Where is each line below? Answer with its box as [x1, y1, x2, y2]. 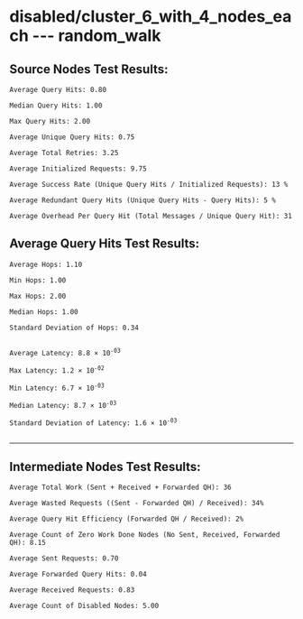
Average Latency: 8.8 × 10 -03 [9, 346, 121, 357]
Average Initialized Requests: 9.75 [9, 164, 147, 173]
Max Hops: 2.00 [9, 291, 67, 300]
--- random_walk [32, 25, 161, 46]
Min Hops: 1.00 [9, 275, 67, 285]
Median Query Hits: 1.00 [9, 101, 103, 110]
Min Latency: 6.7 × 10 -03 [9, 382, 106, 393]
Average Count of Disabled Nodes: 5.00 [9, 602, 160, 611]
